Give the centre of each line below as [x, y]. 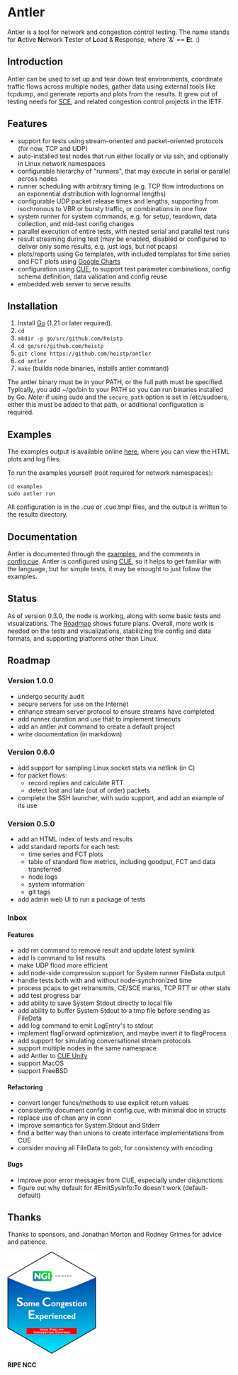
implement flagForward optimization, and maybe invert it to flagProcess [122, 1033]
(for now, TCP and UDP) [53, 148]
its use [27, 805]
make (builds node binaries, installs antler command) [93, 369]
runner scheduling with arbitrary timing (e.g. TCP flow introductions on [121, 186]
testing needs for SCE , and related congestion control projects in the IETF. [115, 101]
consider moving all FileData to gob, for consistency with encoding [115, 1148]
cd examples [25, 487]
